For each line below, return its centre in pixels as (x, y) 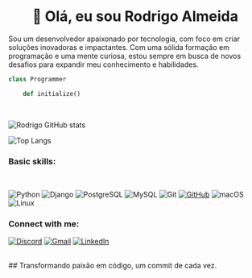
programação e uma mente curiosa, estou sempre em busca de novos (125, 56)
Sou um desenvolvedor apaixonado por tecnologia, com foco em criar (124, 39)
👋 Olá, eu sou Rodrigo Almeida (135, 17)
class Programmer (37, 79)
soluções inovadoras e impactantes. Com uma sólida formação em (119, 47)
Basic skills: (32, 161)
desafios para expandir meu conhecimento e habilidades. (103, 64)
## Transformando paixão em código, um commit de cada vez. (113, 266)
